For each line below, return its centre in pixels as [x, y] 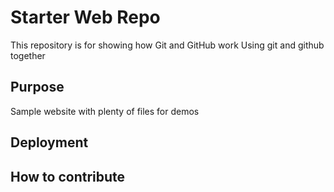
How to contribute [68, 176]
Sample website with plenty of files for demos [105, 111]
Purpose [37, 87]
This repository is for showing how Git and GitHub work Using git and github [167, 45]
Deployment [49, 142]
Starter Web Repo [85, 17]
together [28, 55]
